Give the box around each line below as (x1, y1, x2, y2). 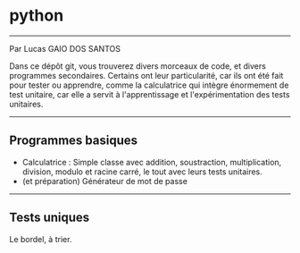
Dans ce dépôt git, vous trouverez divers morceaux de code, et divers (9, 60, 266, 72)
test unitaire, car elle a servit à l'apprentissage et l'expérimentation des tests (9, 89, 290, 99)
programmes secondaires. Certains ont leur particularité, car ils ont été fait (9, 70, 284, 80)
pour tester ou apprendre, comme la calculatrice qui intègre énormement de (9, 80, 289, 90)
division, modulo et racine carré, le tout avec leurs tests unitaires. (21, 166, 263, 177)
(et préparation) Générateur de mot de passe (21, 175, 187, 186)
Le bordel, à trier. (9, 233, 72, 244)
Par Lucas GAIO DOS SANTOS (9, 43, 121, 54)
